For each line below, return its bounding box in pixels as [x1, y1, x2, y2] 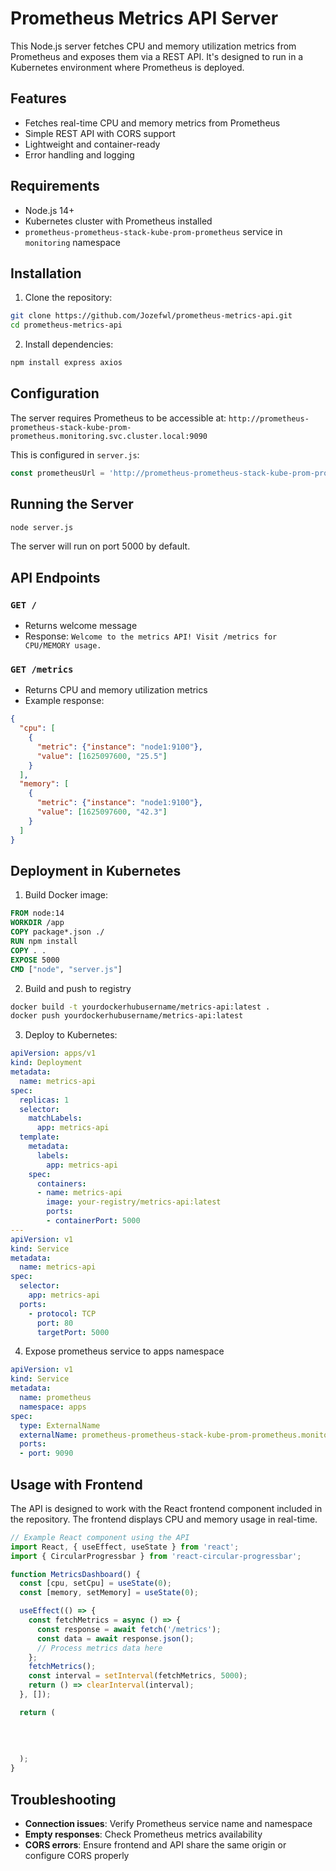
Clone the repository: [24, 292, 113, 304]
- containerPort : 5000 [46, 1216, 141, 1226]
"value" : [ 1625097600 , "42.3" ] [36, 807, 168, 817]
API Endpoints [10, 569, 101, 586]
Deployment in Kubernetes [10, 863, 182, 879]
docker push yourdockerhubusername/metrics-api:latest [10, 1011, 244, 1021]
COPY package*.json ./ [10, 927, 105, 937]
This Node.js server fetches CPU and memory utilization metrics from [10, 40, 297, 52]
